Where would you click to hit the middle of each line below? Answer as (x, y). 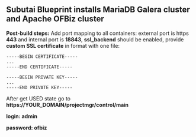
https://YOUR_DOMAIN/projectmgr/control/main (68, 105)
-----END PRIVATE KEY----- (39, 87)
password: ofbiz (27, 128)
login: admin (22, 116)
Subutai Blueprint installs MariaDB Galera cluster (98, 10)
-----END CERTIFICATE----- (39, 67)
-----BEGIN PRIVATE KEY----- (42, 77)
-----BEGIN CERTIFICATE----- (42, 56)
